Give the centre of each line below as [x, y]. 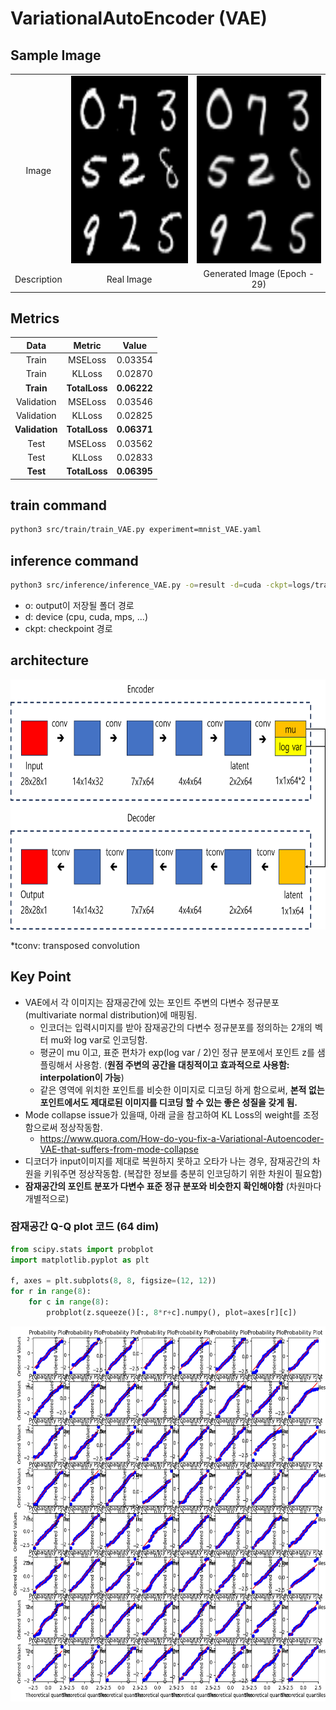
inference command [74, 560]
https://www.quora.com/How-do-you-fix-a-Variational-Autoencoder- [182, 1138]
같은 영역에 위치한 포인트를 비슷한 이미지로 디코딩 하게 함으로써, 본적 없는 [182, 1089]
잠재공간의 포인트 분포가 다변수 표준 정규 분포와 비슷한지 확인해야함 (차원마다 [173, 1186]
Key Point [41, 977]
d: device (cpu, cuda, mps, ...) [86, 616]
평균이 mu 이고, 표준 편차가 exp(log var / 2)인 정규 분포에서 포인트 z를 [177, 1052]
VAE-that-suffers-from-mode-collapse [119, 1149]
